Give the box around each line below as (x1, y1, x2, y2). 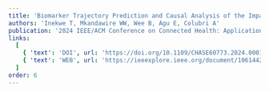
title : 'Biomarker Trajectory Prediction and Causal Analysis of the (8, 11, 246, 20)
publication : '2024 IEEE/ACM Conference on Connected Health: (8, 26, 220, 34)
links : (8, 34, 30, 42)
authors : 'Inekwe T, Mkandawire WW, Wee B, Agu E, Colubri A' (8, 19, 220, 27)
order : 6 (8, 71, 38, 79)
